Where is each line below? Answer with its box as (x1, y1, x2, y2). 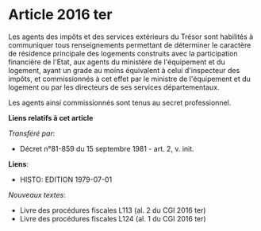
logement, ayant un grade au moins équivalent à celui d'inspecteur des (8, 65, 240, 75)
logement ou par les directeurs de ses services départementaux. (8, 82, 220, 92)
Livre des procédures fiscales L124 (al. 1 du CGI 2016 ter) (19, 214, 206, 223)
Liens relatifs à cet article (8, 113, 94, 122)
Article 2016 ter (8, 6, 113, 24)
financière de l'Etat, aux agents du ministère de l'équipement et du (8, 57, 225, 67)
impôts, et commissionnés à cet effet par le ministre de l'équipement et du (8, 74, 251, 83)
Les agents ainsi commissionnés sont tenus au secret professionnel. (8, 98, 232, 107)
